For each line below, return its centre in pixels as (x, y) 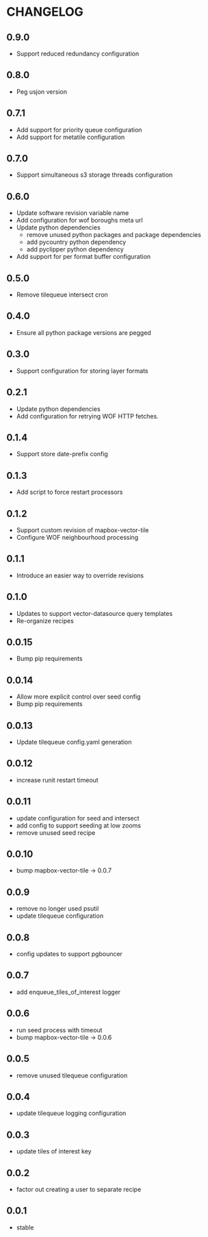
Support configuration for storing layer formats (82, 371)
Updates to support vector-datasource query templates (94, 613)
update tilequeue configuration (60, 916)
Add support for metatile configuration (70, 137)
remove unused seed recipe (56, 832)
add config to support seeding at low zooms (79, 825)
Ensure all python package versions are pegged (83, 332)
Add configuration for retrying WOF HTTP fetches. (87, 416)
